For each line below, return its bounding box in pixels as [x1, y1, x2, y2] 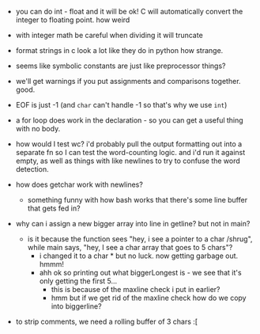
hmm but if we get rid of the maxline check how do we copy [51, 293, 247, 302]
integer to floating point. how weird [15, 15, 130, 25]
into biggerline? [51, 302, 102, 311]
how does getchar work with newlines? [15, 180, 144, 189]
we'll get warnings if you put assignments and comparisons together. [15, 77, 241, 85]
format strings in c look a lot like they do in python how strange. [15, 46, 224, 55]
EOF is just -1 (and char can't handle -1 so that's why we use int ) [15, 101, 228, 109]
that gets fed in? [27, 203, 81, 213]
